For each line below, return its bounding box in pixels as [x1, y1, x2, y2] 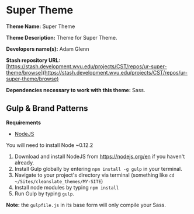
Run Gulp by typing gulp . [14, 190, 75, 197]
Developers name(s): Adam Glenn [6, 45, 89, 52]
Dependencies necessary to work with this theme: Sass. [6, 86, 145, 93]
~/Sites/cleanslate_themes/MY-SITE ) [14, 177, 103, 184]
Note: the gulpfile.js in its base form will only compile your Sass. [6, 201, 167, 208]
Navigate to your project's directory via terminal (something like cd [14, 171, 175, 178]
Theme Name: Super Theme [6, 23, 75, 30]
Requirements [6, 119, 41, 126]
